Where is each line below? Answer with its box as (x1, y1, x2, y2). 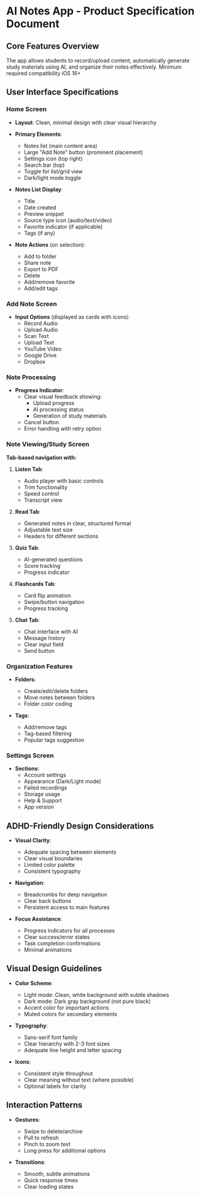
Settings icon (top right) (23, 155, 83, 162)
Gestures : (14, 1116, 40, 1123)
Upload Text (23, 339, 55, 346)
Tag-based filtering (23, 730, 72, 737)
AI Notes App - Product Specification (6, 4, 195, 18)
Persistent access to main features (23, 904, 110, 911)
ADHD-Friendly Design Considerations (6, 821, 154, 831)
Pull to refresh (23, 1134, 59, 1141)
